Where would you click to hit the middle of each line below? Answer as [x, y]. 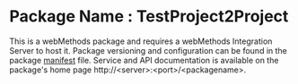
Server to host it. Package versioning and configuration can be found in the [148, 50]
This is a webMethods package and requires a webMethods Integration [141, 41]
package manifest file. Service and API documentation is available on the [144, 60]
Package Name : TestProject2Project [149, 17]
